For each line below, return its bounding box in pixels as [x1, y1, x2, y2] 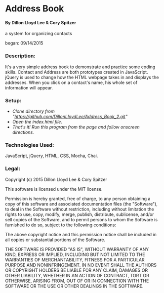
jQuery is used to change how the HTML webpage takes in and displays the [5, 74, 159, 80]
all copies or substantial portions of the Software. [5, 237, 105, 243]
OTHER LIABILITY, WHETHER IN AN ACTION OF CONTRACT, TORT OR [5, 272, 149, 278]
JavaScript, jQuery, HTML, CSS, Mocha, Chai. [5, 153, 98, 159]
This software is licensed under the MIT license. [5, 186, 103, 192]
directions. [12, 129, 34, 135]
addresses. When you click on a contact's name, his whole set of [5, 80, 138, 85]
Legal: [5, 165, 21, 172]
